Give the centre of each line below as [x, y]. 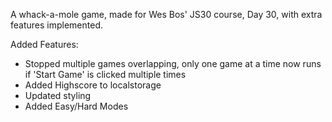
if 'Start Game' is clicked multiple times [105, 74]
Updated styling [58, 95]
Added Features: [44, 44]
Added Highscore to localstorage [93, 85]
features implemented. [57, 25]
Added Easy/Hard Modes [76, 106]
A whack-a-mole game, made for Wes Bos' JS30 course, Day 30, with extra [166, 14]
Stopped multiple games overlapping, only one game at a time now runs [173, 63]
